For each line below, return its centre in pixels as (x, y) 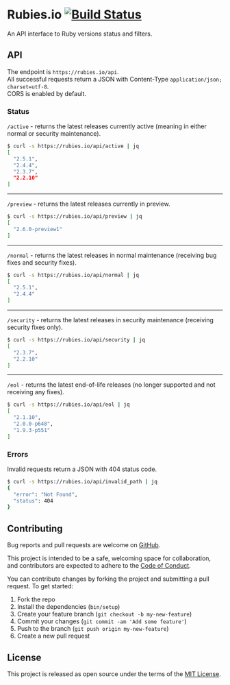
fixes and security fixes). (42, 262)
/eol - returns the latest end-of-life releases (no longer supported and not (111, 385)
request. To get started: (40, 586)
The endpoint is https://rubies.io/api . (63, 71)
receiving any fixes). (36, 392)
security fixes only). (35, 327)
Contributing (35, 528)
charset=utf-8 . (28, 86)
